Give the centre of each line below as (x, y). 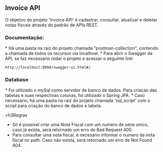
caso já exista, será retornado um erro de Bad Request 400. (72, 130)
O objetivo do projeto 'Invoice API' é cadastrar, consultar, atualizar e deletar (81, 19)
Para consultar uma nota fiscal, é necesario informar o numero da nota (83, 135)
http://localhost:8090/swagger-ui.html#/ (48, 68)
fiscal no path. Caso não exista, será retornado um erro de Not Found (82, 140)
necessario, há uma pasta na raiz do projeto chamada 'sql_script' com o (78, 101)
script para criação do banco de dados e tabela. (54, 106)
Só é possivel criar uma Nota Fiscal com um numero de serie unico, (80, 125)
